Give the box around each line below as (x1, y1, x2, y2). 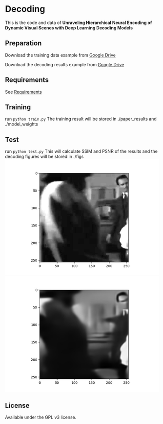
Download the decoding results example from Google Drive (5, 61, 124, 67)
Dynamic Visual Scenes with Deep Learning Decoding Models (5, 25, 133, 30)
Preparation (5, 39, 42, 48)
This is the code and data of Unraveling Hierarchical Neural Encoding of (5, 20, 152, 25)
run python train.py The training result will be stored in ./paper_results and (5, 116, 157, 122)
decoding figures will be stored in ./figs (5, 153, 84, 160)
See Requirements (5, 89, 42, 95)
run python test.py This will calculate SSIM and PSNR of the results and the (5, 149, 158, 154)
